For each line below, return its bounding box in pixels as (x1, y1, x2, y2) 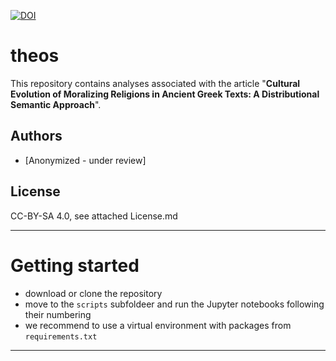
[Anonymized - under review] (24, 154, 147, 166)
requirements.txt (24, 331, 98, 342)
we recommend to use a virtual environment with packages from (24, 319, 292, 331)
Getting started (10, 254, 140, 277)
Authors (10, 128, 63, 145)
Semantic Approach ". (10, 98, 102, 110)
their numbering (24, 308, 92, 320)
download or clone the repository (24, 287, 163, 299)
